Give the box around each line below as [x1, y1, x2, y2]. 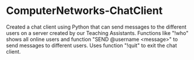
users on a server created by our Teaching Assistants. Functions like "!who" [6, 29, 189, 36]
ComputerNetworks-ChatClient [6, 4, 163, 17]
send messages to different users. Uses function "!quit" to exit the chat [6, 42, 177, 49]
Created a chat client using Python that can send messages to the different [6, 23, 187, 30]
